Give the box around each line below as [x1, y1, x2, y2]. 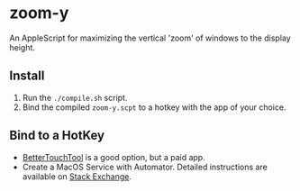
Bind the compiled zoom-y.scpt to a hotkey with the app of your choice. [22, 102, 286, 113]
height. [9, 41, 36, 52]
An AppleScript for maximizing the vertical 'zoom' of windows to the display [9, 32, 291, 43]
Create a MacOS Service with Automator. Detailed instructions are [22, 161, 268, 172]
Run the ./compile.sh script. [22, 92, 128, 103]
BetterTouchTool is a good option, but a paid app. [22, 151, 205, 162]
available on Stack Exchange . [22, 170, 132, 182]
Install [9, 68, 45, 84]
